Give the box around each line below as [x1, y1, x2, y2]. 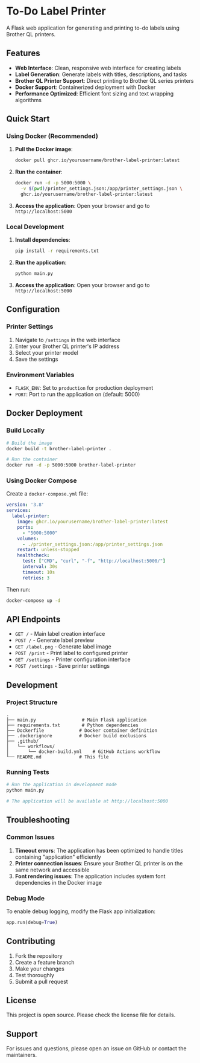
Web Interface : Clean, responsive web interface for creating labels [14, 64, 182, 71]
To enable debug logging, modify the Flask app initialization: [6, 908, 155, 915]
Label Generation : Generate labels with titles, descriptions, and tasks [14, 71, 187, 78]
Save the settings [14, 355, 58, 363]
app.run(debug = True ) [6, 919, 58, 925]
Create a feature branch [14, 958, 75, 966]
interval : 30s [22, 564, 58, 570]
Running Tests [6, 768, 49, 776]
